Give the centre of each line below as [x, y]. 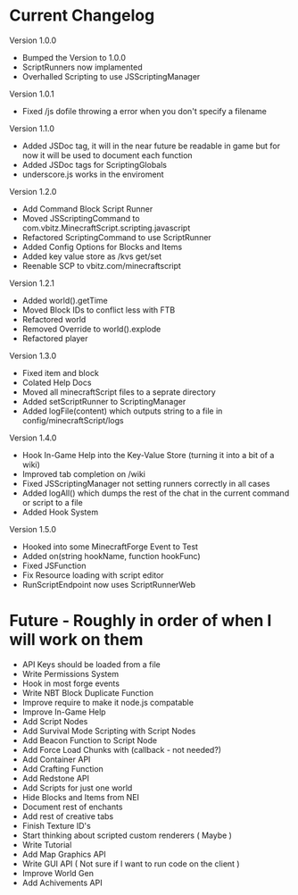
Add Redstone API [56, 778]
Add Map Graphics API [64, 854]
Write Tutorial [47, 844]
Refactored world [54, 319]
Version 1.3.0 [33, 355]
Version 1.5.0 [33, 529]
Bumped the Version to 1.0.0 [74, 57]
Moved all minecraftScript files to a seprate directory [119, 392]
